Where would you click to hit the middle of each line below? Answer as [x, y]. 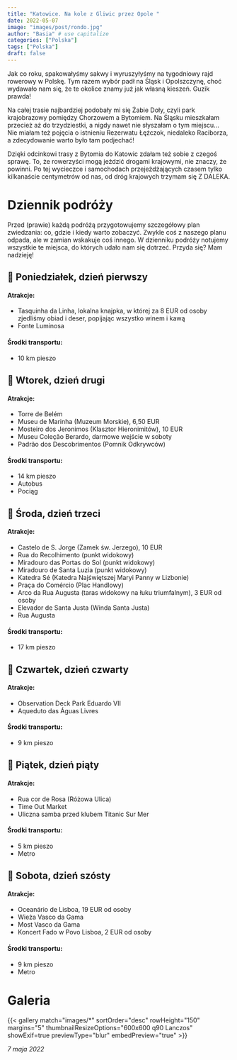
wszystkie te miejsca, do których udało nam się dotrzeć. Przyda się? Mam [115, 247]
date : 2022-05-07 [33, 21]
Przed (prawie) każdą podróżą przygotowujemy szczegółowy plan [104, 225]
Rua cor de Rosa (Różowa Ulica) [64, 799]
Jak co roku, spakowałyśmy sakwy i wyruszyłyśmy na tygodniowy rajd [110, 73]
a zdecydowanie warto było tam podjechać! [71, 140]
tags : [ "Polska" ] [33, 47]
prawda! [19, 96]
